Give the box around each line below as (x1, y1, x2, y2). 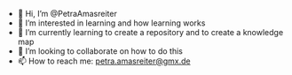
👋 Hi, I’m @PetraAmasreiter (17, 9, 117, 19)
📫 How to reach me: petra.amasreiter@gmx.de (17, 56, 191, 66)
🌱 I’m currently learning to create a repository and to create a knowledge (17, 27, 284, 37)
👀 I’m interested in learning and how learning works (17, 18, 206, 28)
